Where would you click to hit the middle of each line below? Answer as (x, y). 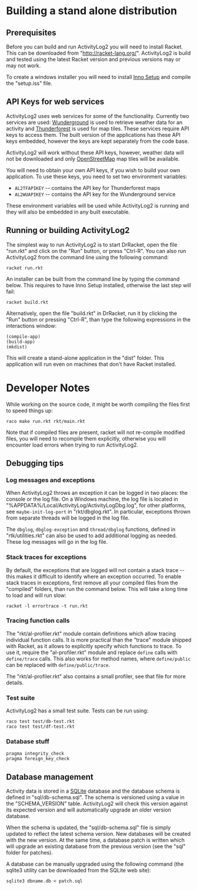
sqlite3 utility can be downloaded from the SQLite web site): (79, 871)
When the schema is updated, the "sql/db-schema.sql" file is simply (89, 827)
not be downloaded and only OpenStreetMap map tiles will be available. (93, 159)
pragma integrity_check (35, 754)
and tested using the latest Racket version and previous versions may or (94, 59)
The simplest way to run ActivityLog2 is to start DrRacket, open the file (92, 244)
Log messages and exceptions (51, 480)
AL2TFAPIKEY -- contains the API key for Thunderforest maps (87, 188)
